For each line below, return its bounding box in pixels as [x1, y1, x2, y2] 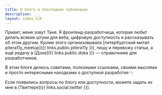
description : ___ [5, 12, 40, 16]
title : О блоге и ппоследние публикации [5, 7, 88, 12]
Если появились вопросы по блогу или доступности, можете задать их [5, 79, 153, 85]
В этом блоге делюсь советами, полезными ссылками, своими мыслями [5, 64, 157, 70]
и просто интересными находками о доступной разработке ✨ [5, 70, 134, 76]
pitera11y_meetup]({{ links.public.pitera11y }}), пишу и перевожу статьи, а [5, 45, 153, 51]
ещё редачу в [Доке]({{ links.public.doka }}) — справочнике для [5, 50, 137, 56]
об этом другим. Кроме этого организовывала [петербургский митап [5, 40, 149, 46]
